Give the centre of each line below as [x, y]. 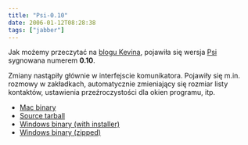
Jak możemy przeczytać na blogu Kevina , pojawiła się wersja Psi [113, 53]
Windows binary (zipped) [60, 132]
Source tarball [42, 116]
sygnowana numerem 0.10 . [52, 60]
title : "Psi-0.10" [38, 15]
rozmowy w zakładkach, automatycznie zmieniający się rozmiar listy [118, 84]
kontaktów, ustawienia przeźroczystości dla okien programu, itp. [112, 92]
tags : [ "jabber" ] [36, 30]
